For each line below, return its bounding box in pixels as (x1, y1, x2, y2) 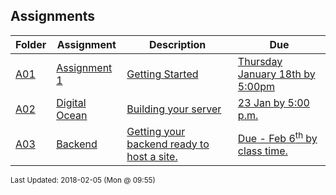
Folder (15, 37, 47, 51)
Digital (56, 95, 87, 109)
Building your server (126, 102, 222, 116)
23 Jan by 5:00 (237, 95, 310, 109)
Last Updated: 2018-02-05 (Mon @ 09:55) (10, 175, 156, 185)
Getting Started (126, 67, 199, 81)
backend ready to (126, 137, 210, 151)
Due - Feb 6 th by (237, 130, 318, 146)
